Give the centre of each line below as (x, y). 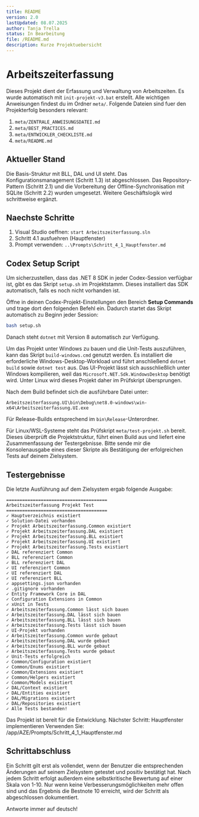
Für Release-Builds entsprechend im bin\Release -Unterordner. (83, 419)
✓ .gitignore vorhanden (36, 589)
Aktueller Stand (36, 160)
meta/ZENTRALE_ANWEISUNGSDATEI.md (57, 122)
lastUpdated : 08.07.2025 (37, 23)
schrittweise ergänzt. (32, 199)
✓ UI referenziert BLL (34, 578)
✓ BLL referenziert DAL (36, 562)
